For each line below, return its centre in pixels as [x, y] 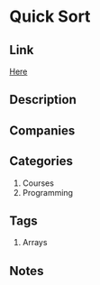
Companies [42, 130]
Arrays [35, 243]
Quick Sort [50, 17]
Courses [38, 183]
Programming [48, 192]
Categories [41, 161]
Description [43, 100]
